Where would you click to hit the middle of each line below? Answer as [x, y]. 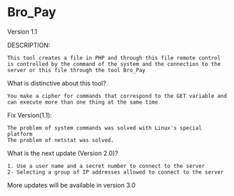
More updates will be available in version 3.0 [71, 185]
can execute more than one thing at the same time [83, 102]
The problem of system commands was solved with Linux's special [104, 128]
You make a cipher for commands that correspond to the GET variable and [117, 96]
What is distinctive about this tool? [57, 83]
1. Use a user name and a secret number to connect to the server [106, 166]
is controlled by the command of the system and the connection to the [114, 64]
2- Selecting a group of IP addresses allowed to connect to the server [116, 172]
